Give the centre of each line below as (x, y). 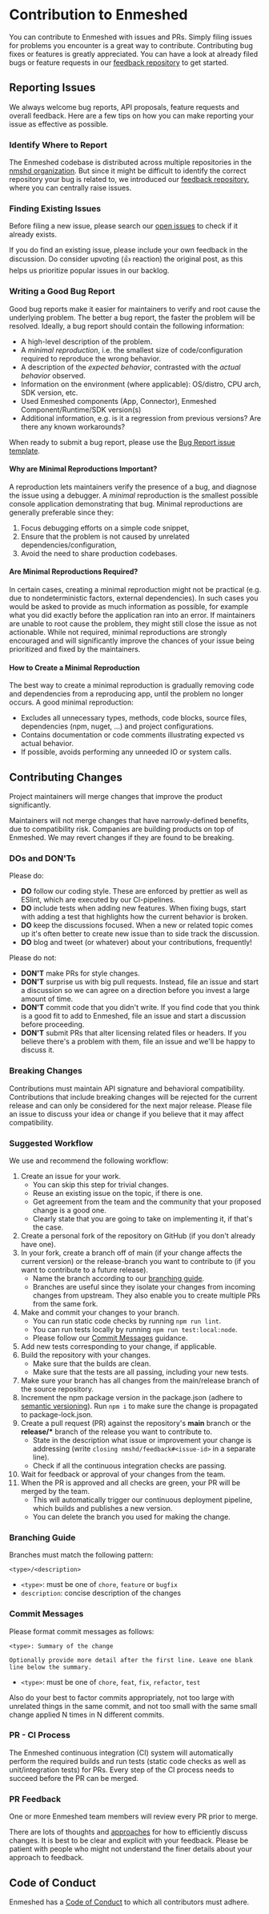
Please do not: (33, 958)
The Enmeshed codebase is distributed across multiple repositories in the (130, 163)
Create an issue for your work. (71, 1176)
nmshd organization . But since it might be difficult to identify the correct (128, 171)
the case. (48, 1227)
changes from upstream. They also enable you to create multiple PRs (147, 1295)
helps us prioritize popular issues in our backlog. (89, 271)
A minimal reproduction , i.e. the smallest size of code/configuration (132, 349)
